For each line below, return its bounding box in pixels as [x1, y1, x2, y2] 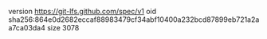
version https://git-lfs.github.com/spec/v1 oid [8, 7, 157, 16]
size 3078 [46, 23, 80, 32]
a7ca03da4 [8, 23, 46, 32]
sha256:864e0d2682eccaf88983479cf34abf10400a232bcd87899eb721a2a [8, 15, 260, 24]
